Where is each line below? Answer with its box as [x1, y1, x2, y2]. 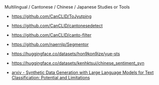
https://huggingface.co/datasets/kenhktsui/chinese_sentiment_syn [11, 60, 145, 66]
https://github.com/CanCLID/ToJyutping [11, 14, 92, 19]
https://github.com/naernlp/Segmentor [11, 42, 89, 47]
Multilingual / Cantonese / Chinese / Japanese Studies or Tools [4, 4, 130, 10]
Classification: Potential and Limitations [11, 75, 90, 80]
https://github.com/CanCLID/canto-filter [11, 32, 92, 38]
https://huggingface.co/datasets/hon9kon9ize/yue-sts [11, 51, 120, 57]
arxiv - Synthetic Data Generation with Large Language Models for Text [11, 70, 154, 75]
